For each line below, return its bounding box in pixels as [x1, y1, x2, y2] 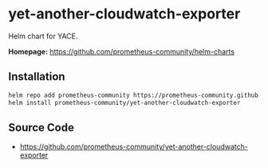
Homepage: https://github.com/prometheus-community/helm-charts [8, 46, 235, 56]
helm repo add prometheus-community [8, 91, 130, 99]
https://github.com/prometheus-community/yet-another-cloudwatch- [19, 142, 249, 152]
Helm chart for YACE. [8, 31, 78, 41]
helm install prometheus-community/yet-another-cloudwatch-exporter [8, 98, 241, 106]
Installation [8, 70, 65, 84]
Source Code [8, 121, 74, 134]
